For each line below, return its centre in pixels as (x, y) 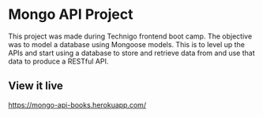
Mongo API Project (71, 15)
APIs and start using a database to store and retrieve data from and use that (131, 53)
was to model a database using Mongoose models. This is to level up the (126, 44)
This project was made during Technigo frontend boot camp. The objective (130, 36)
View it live (36, 86)
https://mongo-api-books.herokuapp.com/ (77, 104)
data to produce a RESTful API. (58, 61)
